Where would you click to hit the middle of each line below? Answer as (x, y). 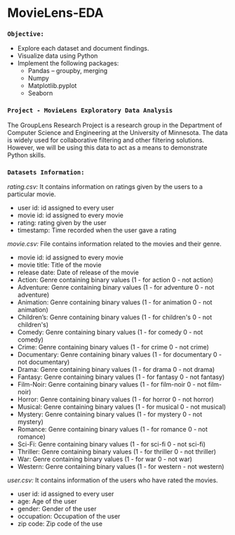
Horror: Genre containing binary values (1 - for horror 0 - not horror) (115, 399)
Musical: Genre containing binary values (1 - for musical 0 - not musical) (122, 407)
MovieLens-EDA (55, 13)
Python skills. (27, 155)
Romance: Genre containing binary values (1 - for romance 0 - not (113, 430)
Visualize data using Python (58, 56)
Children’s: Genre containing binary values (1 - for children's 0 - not (115, 317)
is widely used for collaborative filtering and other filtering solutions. (106, 140)
